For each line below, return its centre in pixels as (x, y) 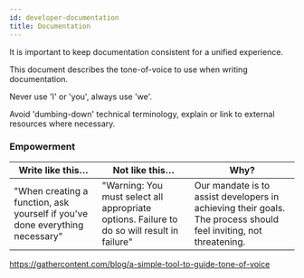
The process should (236, 219)
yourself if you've (51, 213)
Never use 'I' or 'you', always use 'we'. (81, 97)
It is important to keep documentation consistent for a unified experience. (146, 51)
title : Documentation (50, 26)
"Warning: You (132, 185)
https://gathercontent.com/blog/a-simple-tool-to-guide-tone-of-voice (140, 264)
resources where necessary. (62, 124)
